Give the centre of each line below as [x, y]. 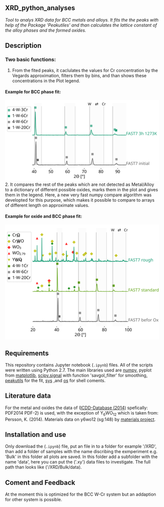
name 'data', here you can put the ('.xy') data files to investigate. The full [78, 462]
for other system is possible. [34, 500]
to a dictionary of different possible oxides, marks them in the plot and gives [82, 189]
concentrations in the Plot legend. [46, 81]
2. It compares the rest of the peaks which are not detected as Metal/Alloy [80, 184]
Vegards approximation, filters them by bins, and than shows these [79, 75]
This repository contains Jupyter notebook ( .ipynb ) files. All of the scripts [79, 365]
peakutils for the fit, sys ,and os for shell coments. [55, 381]
